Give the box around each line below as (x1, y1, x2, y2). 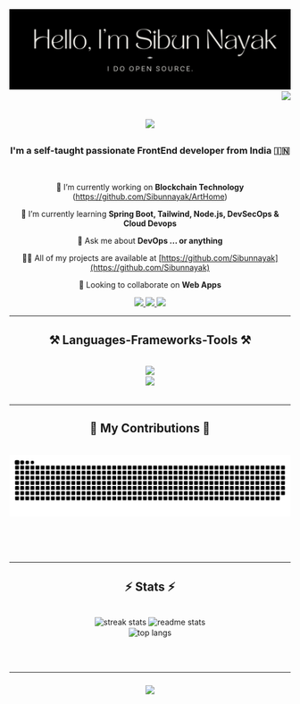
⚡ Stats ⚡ (124, 579, 176, 594)
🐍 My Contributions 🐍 (89, 421, 211, 436)
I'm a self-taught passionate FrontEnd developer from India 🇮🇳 (10, 144, 290, 156)
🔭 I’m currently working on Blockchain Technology (55, 182, 245, 193)
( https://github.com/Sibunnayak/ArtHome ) (72, 191, 228, 202)
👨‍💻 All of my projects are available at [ (21, 253, 162, 264)
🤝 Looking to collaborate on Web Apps (79, 280, 221, 290)
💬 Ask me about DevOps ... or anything (77, 236, 223, 247)
